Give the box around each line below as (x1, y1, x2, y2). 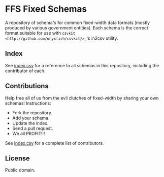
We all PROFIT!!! (12, 130, 45, 136)
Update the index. (12, 120, 49, 126)
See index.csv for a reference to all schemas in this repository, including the (5, 62, 159, 68)
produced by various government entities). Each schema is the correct (5, 25, 149, 30)
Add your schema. (12, 115, 50, 121)
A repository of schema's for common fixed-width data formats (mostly (5, 20, 150, 25)
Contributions (5, 82, 49, 90)
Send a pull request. (12, 125, 53, 131)
